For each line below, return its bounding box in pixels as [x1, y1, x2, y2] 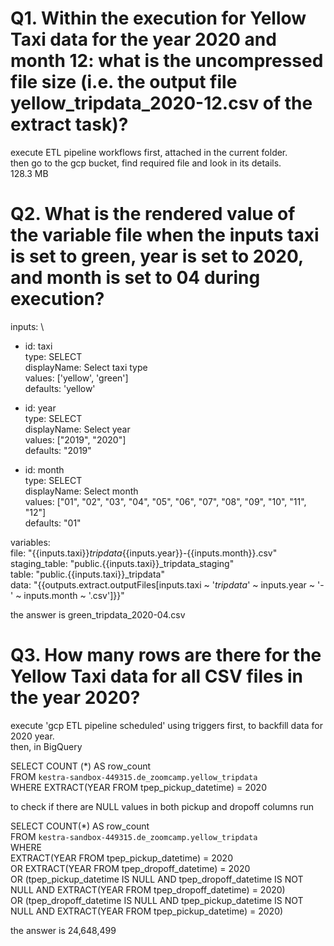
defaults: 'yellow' [24, 382, 96, 394]
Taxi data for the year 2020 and [10, 28, 277, 51]
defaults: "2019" [24, 444, 92, 456]
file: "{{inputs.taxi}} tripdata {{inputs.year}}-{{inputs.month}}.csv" [10, 547, 278, 559]
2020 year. [10, 730, 55, 742]
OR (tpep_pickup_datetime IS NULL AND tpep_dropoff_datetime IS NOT [10, 873, 304, 885]
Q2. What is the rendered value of [10, 203, 296, 226]
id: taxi [24, 340, 53, 352]
